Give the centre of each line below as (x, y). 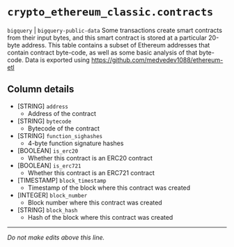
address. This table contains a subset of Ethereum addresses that (116, 45)
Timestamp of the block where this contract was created (109, 188)
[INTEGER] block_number (52, 195)
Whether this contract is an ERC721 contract (91, 172)
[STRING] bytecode (44, 121)
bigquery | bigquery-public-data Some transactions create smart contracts (115, 30)
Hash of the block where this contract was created (100, 217)
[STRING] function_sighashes (60, 135)
